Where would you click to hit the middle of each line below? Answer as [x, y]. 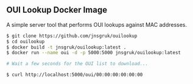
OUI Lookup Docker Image [57, 10]
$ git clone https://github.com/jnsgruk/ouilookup [72, 36]
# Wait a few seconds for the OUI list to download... [77, 64]
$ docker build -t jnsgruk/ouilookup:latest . [66, 47]
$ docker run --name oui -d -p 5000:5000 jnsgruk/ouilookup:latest [94, 53]
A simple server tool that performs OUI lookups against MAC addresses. [97, 24]
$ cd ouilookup [26, 41]
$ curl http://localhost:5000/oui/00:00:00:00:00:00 [75, 75]
